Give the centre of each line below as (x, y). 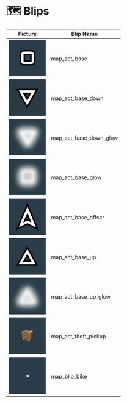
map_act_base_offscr (78, 217)
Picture (27, 34)
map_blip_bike (69, 376)
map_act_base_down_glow (85, 138)
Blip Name (85, 34)
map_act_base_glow (76, 177)
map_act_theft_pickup (78, 337)
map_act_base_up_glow (81, 297)
